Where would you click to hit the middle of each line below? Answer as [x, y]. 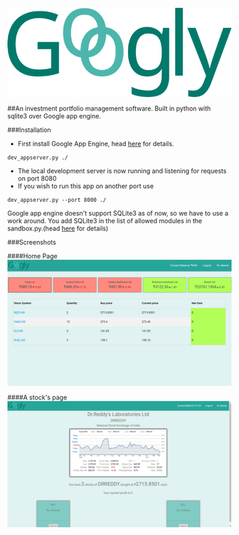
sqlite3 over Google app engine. [54, 116]
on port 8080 [37, 178]
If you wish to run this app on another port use [86, 186]
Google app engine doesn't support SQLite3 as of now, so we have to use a [118, 213]
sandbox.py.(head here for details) [58, 228]
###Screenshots [32, 242]
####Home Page [33, 256]
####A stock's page [37, 397]
